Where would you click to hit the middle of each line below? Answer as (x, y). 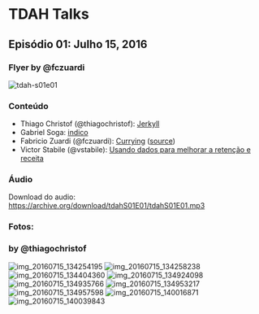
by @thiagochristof (47, 249)
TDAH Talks (49, 14)
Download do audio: (42, 197)
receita (32, 159)
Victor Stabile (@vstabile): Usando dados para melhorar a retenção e (136, 150)
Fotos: (21, 227)
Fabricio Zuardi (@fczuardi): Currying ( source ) (98, 141)
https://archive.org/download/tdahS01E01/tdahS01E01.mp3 (107, 206)
